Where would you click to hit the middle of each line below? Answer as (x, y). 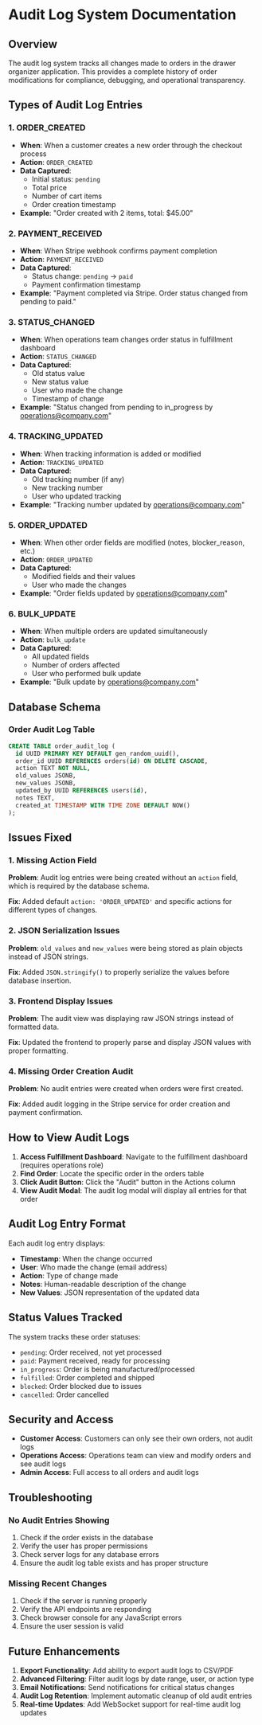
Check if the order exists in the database (86, 1538)
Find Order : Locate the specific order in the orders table (112, 1173)
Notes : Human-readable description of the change (103, 1284)
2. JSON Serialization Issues (64, 931)
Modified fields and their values (84, 576)
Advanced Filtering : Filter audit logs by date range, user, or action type (137, 1679)
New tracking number (67, 487)
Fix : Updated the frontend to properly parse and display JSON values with (130, 1042)
